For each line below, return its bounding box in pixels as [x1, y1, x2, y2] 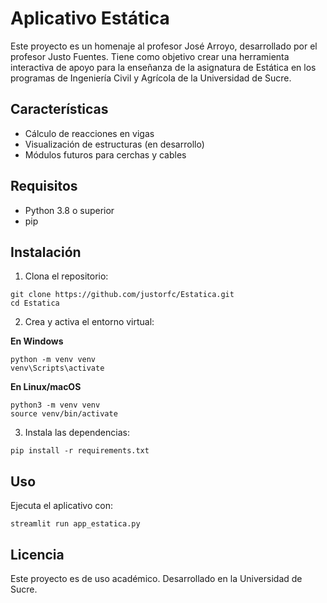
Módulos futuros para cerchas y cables [24, 148, 187, 161]
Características [10, 101, 109, 118]
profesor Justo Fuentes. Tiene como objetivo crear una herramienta [10, 50, 290, 62]
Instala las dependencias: [24, 427, 130, 439]
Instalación [10, 243, 82, 261]
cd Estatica [10, 298, 60, 309]
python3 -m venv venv [10, 400, 101, 411]
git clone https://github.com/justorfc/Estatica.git [10, 290, 235, 300]
